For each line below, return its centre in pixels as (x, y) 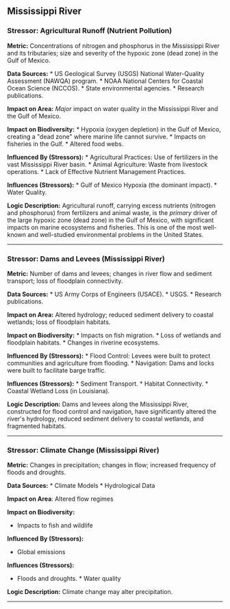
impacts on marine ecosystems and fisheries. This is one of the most (104, 227)
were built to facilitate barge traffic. (56, 370)
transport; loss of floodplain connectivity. (65, 281)
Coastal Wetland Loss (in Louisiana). (59, 390)
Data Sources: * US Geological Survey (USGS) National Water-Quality (106, 73)
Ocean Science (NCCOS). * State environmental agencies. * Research (106, 88)
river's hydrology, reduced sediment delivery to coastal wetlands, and (105, 419)
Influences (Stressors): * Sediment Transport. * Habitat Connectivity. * (108, 384)
